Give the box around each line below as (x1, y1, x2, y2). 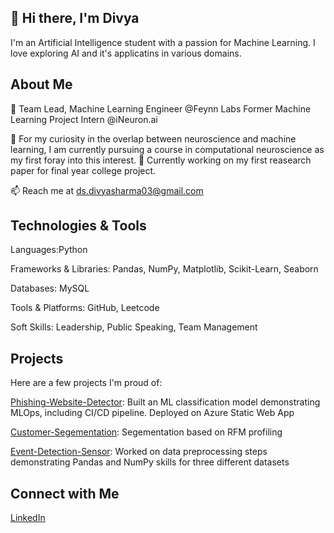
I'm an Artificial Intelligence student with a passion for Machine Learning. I (10, 36, 316, 48)
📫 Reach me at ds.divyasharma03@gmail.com (10, 184, 204, 196)
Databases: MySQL (10, 282, 90, 295)
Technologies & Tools (10, 217, 147, 235)
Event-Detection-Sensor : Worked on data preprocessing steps (10, 446, 268, 458)
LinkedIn (10, 512, 46, 524)
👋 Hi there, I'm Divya (10, 10, 140, 27)
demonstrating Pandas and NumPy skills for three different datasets (10, 456, 290, 468)
